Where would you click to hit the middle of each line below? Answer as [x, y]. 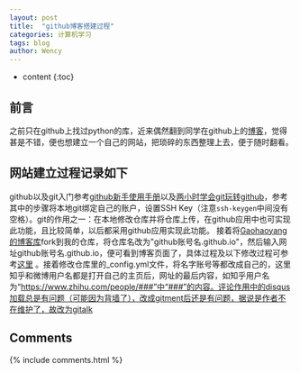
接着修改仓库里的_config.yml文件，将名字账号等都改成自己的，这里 [167, 264]
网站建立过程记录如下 [68, 173]
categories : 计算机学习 [50, 34]
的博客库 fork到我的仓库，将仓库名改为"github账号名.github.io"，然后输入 [144, 241]
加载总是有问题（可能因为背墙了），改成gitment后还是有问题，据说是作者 [144, 297]
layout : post [34, 18]
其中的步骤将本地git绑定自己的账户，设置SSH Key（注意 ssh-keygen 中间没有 [149, 207]
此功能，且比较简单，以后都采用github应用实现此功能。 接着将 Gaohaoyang [149, 230]
